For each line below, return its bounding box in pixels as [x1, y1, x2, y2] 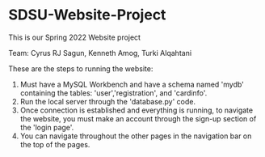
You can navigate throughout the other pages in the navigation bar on [19, 131, 252, 141]
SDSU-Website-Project [8, 6, 166, 24]
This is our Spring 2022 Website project [8, 32, 141, 42]
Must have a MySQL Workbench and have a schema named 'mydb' [19, 79, 245, 89]
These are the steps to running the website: [8, 63, 154, 74]
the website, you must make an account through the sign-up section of [19, 113, 257, 123]
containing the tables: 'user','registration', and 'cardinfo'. [19, 87, 208, 98]
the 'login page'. [19, 122, 74, 132]
